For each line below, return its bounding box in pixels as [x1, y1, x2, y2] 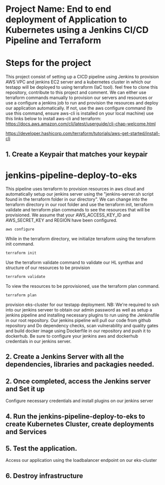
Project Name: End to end [5, 3, 111, 15]
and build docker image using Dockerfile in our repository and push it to [5, 328, 151, 334]
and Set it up [5, 384, 45, 393]
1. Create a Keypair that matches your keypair [5, 150, 148, 158]
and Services [5, 427, 47, 436]
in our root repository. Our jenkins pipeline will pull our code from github [5, 317, 151, 323]
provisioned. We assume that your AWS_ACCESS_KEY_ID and [5, 212, 131, 218]
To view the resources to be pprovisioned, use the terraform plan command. [5, 283, 160, 289]
